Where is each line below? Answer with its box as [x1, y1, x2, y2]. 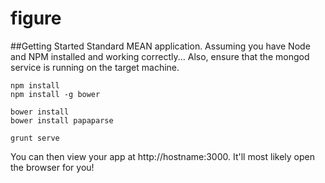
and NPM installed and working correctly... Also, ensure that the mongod [10, 50, 310, 62]
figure [10, 7, 62, 30]
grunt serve [10, 133, 60, 143]
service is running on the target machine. [10, 61, 180, 73]
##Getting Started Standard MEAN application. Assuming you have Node [10, 40, 311, 52]
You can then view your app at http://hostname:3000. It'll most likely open [10, 150, 315, 162]
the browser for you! [10, 161, 95, 173]
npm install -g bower [10, 89, 101, 99]
